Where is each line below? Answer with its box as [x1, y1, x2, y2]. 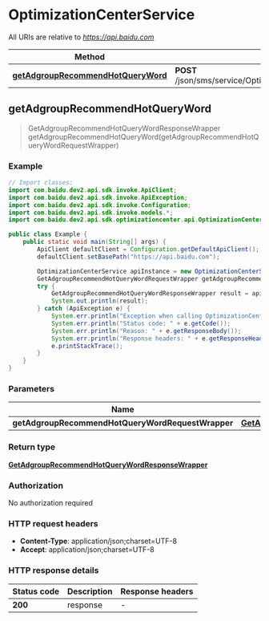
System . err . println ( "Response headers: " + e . [50, 335, 210, 343]
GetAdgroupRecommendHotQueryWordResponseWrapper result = [50, 290, 249, 298]
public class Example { [8, 230, 88, 238]
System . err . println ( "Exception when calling [50, 312, 203, 320]
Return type [8, 441, 56, 453]
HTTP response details [8, 565, 99, 576]
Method [74, 51, 106, 62]
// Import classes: [8, 179, 74, 187]
